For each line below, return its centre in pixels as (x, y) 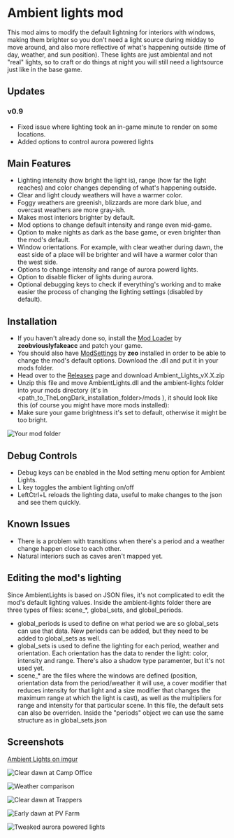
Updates (26, 91)
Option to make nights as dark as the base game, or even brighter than (119, 232)
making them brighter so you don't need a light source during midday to (111, 39)
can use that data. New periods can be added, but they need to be (113, 631)
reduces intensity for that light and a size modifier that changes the (114, 690)
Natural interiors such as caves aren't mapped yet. (90, 556)
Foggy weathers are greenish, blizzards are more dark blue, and (110, 203)
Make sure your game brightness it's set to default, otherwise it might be (122, 413)
